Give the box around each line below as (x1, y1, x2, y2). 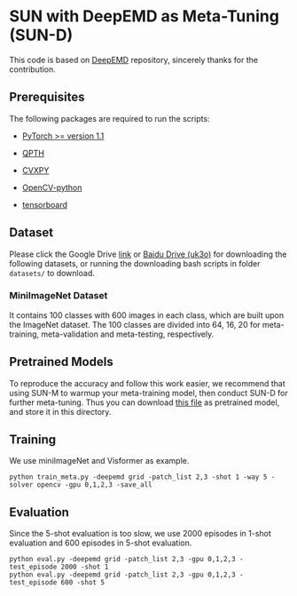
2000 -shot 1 (60, 562, 109, 572)
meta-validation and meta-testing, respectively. (41, 329, 215, 339)
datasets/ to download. (9, 267, 95, 278)
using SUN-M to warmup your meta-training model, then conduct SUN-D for (9, 387, 288, 398)
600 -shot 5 (60, 578, 105, 587)
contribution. (9, 64, 56, 75)
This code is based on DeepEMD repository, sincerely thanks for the (9, 54, 259, 65)
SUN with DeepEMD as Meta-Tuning (9, 6, 279, 27)
